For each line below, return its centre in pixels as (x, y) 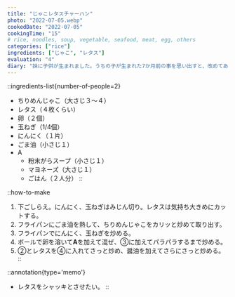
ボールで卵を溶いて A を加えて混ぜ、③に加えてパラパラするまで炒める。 (122, 242)
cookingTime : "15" (34, 33)
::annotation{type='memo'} (46, 272)
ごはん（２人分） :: (55, 178)
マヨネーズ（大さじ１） (62, 169)
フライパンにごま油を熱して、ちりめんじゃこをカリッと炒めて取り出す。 (121, 224)
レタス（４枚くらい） (48, 109)
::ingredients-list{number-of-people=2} (64, 86)
